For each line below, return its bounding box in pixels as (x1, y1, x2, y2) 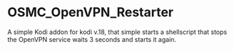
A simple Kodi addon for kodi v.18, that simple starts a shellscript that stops (7, 28, 228, 36)
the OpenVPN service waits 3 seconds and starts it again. (7, 35, 177, 43)
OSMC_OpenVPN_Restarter (7, 4, 173, 21)
